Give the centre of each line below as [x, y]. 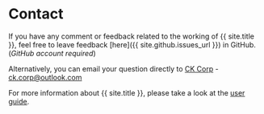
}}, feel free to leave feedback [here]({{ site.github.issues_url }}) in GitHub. [132, 44]
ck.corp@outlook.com [45, 77]
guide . [19, 101]
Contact [36, 14]
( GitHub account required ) [52, 53]
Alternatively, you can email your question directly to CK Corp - [114, 68]
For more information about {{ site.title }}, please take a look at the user [127, 92]
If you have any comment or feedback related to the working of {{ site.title [131, 36]
